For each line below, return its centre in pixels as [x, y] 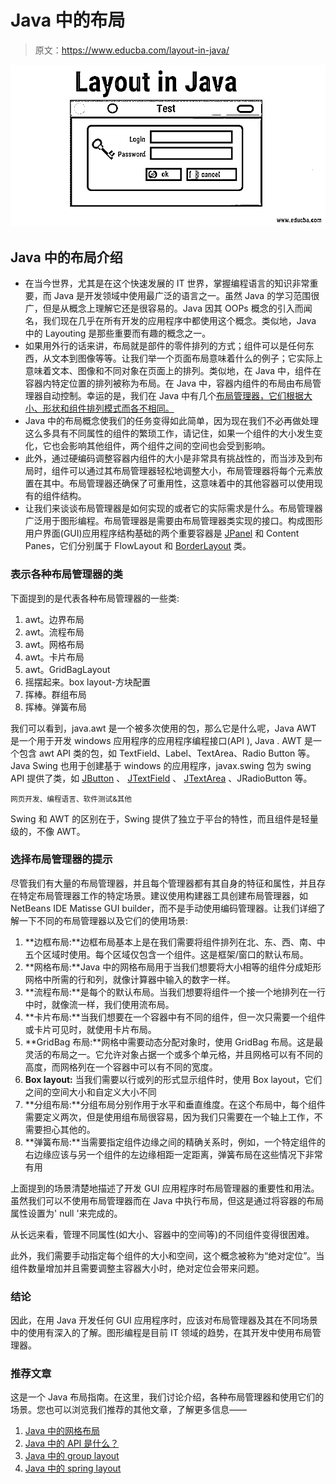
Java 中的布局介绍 [66, 257]
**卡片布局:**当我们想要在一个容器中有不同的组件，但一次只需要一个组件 [175, 1017]
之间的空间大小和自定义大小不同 [90, 1092]
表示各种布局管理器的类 [66, 574]
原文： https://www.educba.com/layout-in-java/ [132, 50]
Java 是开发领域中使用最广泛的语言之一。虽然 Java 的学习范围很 [186, 296]
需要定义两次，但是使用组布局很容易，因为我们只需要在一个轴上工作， [169, 1117]
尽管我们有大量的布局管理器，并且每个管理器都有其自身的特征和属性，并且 [163, 883]
